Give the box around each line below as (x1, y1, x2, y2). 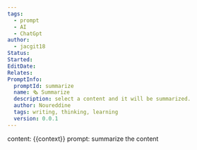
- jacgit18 (13, 43, 46, 50)
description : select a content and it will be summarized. (13, 96, 191, 103)
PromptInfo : (7, 75, 42, 83)
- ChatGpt (13, 30, 42, 37)
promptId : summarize (13, 82, 74, 89)
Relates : (7, 69, 33, 76)
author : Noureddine (13, 102, 71, 109)
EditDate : (7, 63, 37, 70)
